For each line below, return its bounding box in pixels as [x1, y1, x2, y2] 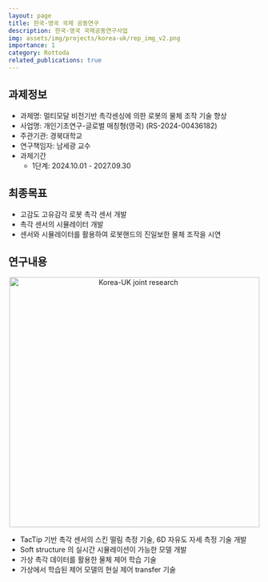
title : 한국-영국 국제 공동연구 [8, 19, 99, 27]
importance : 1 [8, 42, 56, 50]
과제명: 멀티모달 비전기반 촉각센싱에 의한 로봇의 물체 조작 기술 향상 [19, 110, 227, 120]
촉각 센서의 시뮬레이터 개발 [19, 219, 104, 229]
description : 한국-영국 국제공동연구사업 [8, 26, 128, 34]
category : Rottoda [8, 49, 70, 57]
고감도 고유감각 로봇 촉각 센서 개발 [19, 209, 127, 219]
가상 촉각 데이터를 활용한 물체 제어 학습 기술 [19, 555, 158, 564]
